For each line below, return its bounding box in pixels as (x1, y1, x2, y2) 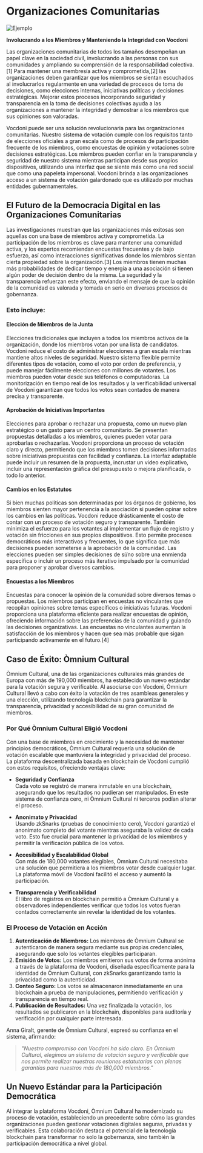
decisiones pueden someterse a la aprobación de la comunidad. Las (6, 545, 177, 552)
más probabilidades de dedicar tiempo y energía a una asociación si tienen (6, 265, 193, 272)
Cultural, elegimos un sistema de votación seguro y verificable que (21, 1051, 189, 1058)
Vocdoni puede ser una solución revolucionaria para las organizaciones (6, 124, 185, 131)
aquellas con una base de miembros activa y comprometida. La (6, 232, 165, 240)
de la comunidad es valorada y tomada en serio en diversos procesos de (6, 284, 188, 291)
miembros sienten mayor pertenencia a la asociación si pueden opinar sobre (6, 506, 198, 513)
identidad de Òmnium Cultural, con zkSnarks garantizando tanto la (15, 969, 182, 977)
